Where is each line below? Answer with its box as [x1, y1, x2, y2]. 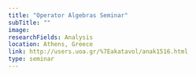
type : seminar [8, 55, 55, 63]
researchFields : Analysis [8, 33, 93, 41]
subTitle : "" [8, 19, 51, 27]
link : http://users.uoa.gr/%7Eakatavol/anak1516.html [8, 48, 189, 55]
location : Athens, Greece [8, 41, 93, 48]
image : [8, 26, 30, 34]
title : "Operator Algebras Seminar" [8, 11, 128, 20]
